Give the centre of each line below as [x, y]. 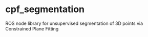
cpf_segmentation [45, 9]
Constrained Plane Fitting [32, 28]
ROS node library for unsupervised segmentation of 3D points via [74, 23]
